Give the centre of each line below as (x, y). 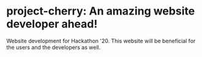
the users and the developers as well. (54, 47)
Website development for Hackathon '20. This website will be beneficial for (101, 41)
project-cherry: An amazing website (101, 11)
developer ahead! (52, 24)
